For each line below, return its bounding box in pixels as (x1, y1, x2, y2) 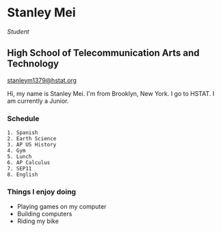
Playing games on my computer (16, 203, 107, 211)
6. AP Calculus (7, 159, 51, 166)
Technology (7, 58, 60, 70)
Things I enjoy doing (7, 187, 77, 196)
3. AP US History (7, 142, 57, 149)
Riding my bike (16, 217, 60, 225)
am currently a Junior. (7, 96, 69, 105)
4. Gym (7, 147, 26, 155)
